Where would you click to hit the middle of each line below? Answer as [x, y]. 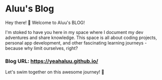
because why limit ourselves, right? [42, 48]
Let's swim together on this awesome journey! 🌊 [55, 72]
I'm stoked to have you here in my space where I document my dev [74, 32]
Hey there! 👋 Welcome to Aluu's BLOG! [45, 22]
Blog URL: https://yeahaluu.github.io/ [52, 61]
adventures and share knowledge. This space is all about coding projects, [81, 37]
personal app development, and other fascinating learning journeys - [76, 42]
